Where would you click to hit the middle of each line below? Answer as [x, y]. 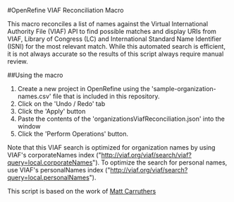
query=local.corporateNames [50, 162]
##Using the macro [35, 75]
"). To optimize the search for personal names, [160, 162]
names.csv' [34, 96]
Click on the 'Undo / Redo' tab [61, 104]
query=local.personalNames [48, 177]
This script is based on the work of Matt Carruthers [82, 191]
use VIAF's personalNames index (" [59, 170]
